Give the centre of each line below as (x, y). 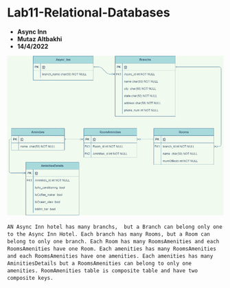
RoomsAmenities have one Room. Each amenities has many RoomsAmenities (112, 249)
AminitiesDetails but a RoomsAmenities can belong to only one (100, 264)
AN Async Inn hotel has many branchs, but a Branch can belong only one (115, 227)
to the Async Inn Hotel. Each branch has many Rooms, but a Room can (109, 234)
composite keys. (30, 278)
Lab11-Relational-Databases (89, 13)
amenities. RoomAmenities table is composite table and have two (102, 271)
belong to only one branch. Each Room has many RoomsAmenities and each (113, 242)
